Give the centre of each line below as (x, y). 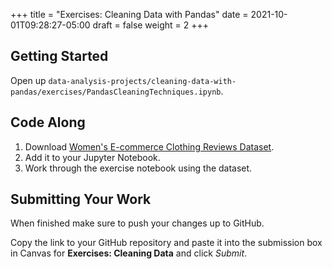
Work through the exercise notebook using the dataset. (138, 168)
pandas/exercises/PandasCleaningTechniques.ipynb (116, 92)
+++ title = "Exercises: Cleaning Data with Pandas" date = (129, 14)
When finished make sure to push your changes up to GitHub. (137, 223)
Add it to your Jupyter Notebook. (92, 157)
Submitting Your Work (81, 199)
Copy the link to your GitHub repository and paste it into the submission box (166, 243)
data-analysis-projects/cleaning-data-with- (142, 81)
